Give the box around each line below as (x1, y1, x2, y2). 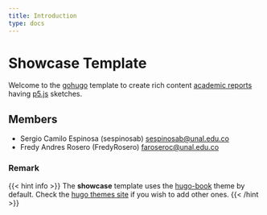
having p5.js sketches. (8, 89, 83, 99)
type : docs (8, 19, 45, 27)
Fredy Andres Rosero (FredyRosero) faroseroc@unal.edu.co (19, 143, 220, 152)
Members (8, 112, 58, 126)
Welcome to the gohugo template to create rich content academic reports (8, 81, 253, 90)
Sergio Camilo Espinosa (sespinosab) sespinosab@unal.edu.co (19, 134, 229, 143)
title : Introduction (8, 11, 78, 20)
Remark (8, 163, 40, 174)
